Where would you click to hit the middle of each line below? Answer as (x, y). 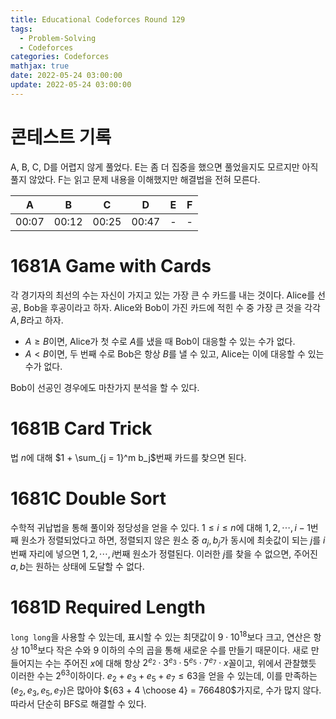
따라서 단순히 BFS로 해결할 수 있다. (78, 704)
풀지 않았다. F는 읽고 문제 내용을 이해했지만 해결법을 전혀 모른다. (135, 179)
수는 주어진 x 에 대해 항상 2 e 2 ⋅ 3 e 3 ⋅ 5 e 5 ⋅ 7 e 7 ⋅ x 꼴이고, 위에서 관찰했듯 (180, 662)
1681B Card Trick (81, 428)
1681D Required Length (108, 607)
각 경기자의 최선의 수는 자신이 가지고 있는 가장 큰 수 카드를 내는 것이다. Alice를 (163, 295)
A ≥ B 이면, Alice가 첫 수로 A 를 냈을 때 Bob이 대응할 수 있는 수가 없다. (160, 341)
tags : (21, 29)
